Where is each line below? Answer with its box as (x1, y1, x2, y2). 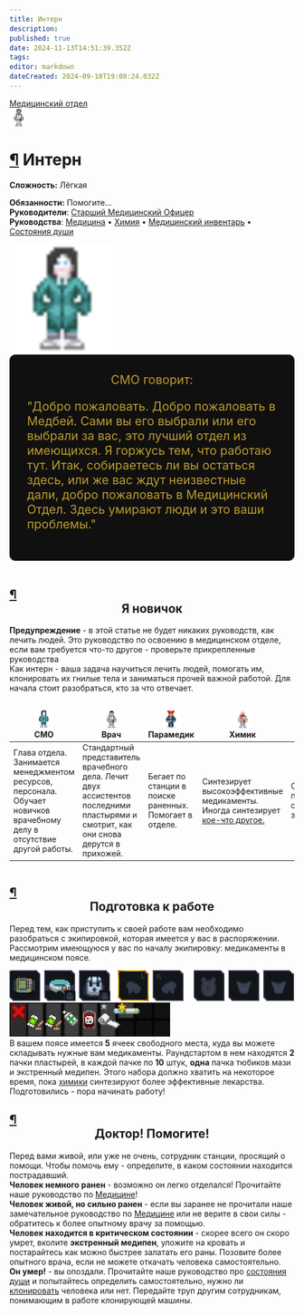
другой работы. (13, 843, 74, 854)
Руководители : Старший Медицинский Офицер (9, 207, 195, 218)
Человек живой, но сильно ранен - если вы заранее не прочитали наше (9, 1198, 292, 1209)
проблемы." (26, 517, 97, 532)
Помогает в (147, 809, 193, 820)
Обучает (13, 795, 47, 806)
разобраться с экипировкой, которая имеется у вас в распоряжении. (9, 933, 280, 943)
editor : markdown (9, 63, 75, 72)
